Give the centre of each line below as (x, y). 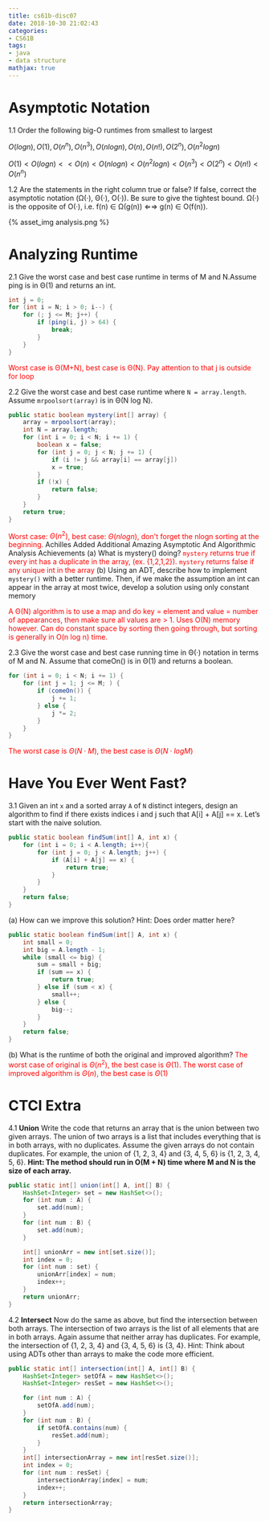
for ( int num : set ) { (61, 1267)
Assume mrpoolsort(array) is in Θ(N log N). (81, 400)
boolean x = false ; (70, 445)
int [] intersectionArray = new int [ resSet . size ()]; (111, 1458)
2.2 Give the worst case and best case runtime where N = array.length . (128, 391)
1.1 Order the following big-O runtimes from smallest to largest (110, 130)
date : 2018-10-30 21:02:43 (53, 23)
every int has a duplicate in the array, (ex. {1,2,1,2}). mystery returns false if (131, 562)
